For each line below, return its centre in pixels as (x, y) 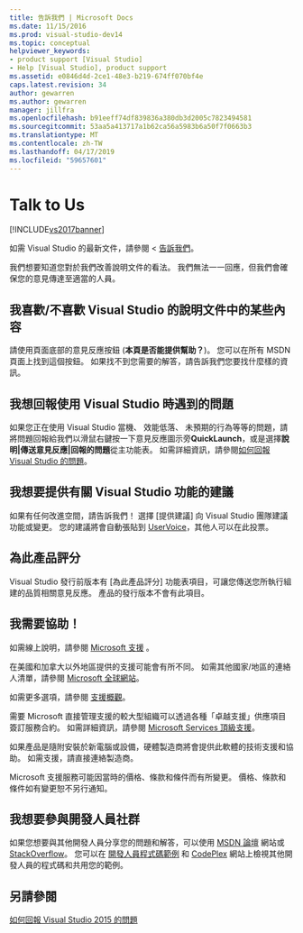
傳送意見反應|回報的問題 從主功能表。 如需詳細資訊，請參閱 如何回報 (145, 450)
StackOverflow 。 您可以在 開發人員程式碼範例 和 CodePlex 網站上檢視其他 (147, 854)
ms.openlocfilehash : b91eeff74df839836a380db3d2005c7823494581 (131, 118)
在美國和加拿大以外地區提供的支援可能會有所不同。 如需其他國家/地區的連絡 (150, 666)
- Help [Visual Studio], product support (88, 69)
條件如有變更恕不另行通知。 (61, 788)
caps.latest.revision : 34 (58, 85)
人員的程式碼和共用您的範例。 (72, 865)
